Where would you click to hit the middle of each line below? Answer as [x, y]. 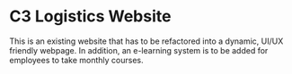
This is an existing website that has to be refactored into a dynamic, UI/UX [146, 41]
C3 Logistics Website [90, 16]
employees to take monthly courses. [76, 60]
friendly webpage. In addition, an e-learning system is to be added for [139, 50]
